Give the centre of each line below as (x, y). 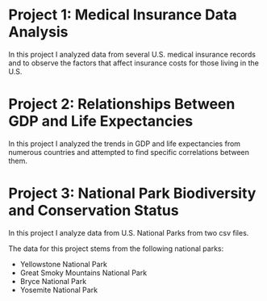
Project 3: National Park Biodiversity (132, 193)
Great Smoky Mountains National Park (83, 273)
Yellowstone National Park (63, 264)
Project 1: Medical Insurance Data (123, 15)
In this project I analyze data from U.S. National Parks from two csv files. (129, 232)
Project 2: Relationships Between (122, 105)
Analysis (38, 32)
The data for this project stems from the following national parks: (116, 249)
